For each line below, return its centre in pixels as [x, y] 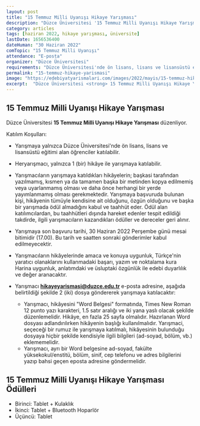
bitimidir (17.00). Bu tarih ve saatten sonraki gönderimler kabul [90, 237]
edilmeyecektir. [33, 244]
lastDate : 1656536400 [33, 39]
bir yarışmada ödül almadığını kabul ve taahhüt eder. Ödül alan [91, 207]
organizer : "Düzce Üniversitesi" [48, 62]
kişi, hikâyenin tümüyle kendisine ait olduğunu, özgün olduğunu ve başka [104, 200]
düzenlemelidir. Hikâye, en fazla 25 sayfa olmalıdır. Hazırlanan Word [107, 317]
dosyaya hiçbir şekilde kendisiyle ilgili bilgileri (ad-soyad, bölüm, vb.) [108, 336]
